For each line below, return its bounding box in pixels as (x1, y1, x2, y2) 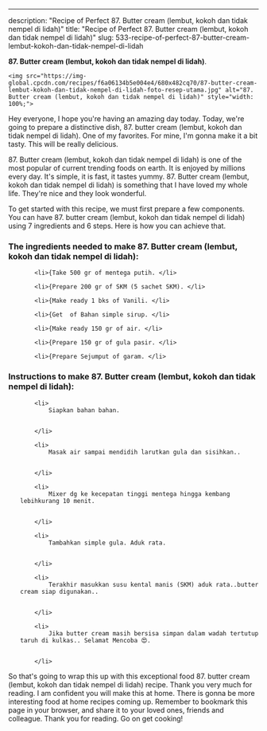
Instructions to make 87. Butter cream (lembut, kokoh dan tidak (8, 371, 256, 383)
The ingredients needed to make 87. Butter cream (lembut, (8, 241, 238, 252)
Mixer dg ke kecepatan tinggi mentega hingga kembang (48, 489, 230, 498)
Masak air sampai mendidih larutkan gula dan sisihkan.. (48, 448, 241, 456)
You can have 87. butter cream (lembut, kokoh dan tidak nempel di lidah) (8, 213, 246, 222)
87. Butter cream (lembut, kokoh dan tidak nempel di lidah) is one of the (8, 155, 242, 164)
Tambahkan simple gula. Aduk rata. (48, 539, 167, 547)
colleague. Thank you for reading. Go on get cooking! (8, 713, 184, 723)
